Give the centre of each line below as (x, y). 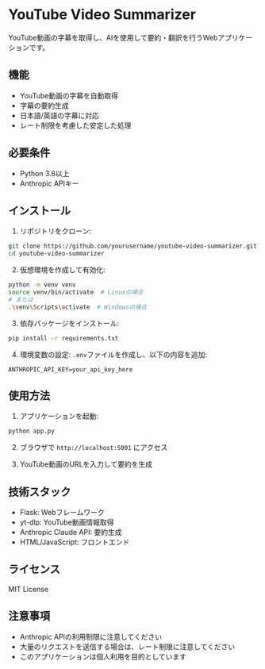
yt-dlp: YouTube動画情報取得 (67, 522)
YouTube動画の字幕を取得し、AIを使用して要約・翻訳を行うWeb (113, 37)
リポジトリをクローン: (56, 231)
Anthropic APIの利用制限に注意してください (91, 636)
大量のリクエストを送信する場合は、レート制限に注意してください (127, 646)
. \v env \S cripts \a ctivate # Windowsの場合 (78, 307)
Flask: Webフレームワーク (62, 512)
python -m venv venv (42, 285)
